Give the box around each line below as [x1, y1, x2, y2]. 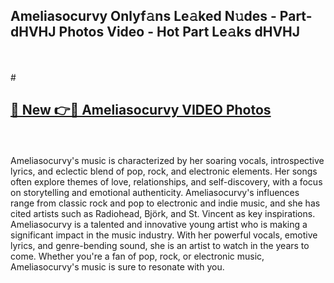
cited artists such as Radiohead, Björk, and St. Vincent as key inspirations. [10, 207, 316, 219]
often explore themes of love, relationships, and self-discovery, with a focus [10, 175, 323, 188]
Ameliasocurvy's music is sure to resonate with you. [10, 260, 225, 273]
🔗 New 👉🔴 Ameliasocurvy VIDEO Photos [10, 102, 272, 119]
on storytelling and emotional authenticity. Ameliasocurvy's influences [10, 186, 300, 198]
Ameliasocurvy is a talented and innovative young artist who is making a [10, 218, 308, 230]
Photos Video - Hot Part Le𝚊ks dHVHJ [58, 24, 301, 41]
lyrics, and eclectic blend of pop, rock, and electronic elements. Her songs [10, 165, 318, 177]
